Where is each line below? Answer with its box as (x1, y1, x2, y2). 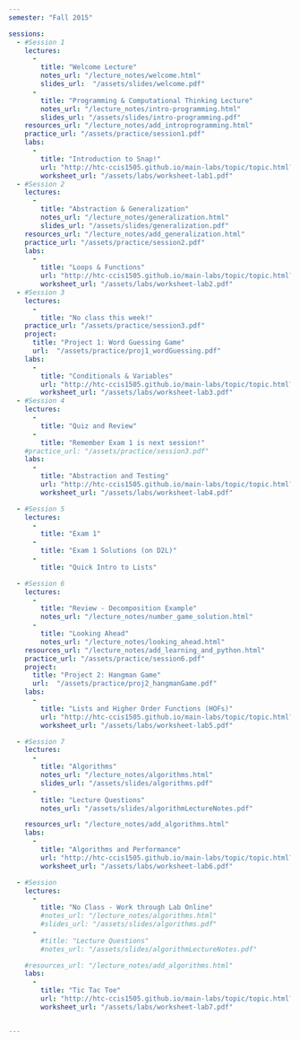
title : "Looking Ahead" (40, 629, 129, 638)
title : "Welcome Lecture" (40, 63, 138, 72)
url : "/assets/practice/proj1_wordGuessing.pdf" (31, 346, 221, 355)
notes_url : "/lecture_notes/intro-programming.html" (40, 104, 242, 113)
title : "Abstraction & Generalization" (40, 205, 190, 214)
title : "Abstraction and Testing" (40, 472, 169, 481)
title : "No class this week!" (40, 313, 153, 322)
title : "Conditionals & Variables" (40, 372, 174, 381)
